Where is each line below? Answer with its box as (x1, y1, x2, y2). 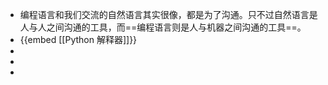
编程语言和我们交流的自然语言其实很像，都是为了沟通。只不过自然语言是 (19, 9, 318, 20)
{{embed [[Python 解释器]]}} (19, 34, 138, 45)
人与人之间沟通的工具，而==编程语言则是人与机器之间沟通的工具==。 (19, 21, 307, 33)
